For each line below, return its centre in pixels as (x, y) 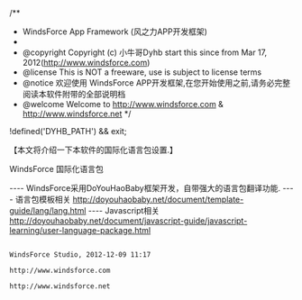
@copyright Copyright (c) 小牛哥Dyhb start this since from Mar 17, (145, 52)
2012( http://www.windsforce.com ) (86, 63)
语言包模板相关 (43, 199)
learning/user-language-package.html (80, 230)
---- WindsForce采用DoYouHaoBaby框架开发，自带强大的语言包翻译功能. (145, 188)
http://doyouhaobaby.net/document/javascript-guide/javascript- (128, 221)
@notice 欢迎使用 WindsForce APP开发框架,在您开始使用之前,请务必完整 (156, 83)
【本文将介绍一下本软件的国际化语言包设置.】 (94, 150)
